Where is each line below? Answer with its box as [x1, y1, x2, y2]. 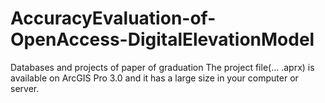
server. [10, 82, 40, 94]
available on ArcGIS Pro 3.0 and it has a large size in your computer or [10, 72, 299, 84]
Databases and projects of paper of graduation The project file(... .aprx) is [10, 61, 315, 73]
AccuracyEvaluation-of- [10, 7, 217, 30]
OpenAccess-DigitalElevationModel [10, 28, 315, 51]
